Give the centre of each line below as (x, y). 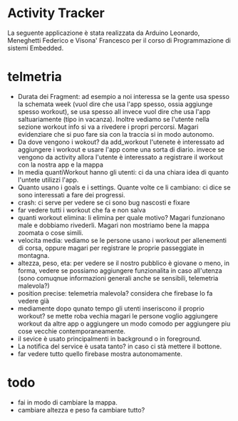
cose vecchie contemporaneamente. (72, 331)
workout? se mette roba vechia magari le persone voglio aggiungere (118, 316)
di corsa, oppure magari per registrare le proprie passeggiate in (111, 248)
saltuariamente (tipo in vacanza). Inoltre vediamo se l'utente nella (114, 119)
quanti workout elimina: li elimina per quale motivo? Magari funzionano (121, 217)
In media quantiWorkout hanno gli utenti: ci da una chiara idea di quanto (123, 172)
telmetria (35, 77)
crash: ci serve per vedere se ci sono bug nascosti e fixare (104, 202)
